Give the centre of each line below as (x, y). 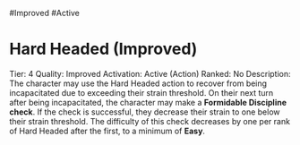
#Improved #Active (45, 13)
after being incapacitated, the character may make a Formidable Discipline (148, 102)
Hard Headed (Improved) (103, 49)
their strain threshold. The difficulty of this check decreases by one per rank (150, 121)
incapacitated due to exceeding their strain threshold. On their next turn (141, 92)
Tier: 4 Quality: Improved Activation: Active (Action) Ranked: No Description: (150, 73)
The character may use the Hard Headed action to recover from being (138, 83)
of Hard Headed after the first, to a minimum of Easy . (107, 131)
